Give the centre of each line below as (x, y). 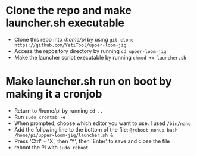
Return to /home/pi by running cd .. (59, 110)
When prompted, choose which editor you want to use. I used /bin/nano (102, 123)
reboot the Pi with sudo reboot (51, 147)
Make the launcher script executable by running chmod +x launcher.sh (100, 57)
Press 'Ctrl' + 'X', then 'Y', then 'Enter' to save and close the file (92, 141)
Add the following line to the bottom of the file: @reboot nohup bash (96, 129)
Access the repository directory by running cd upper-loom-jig (90, 51)
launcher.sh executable (65, 23)
